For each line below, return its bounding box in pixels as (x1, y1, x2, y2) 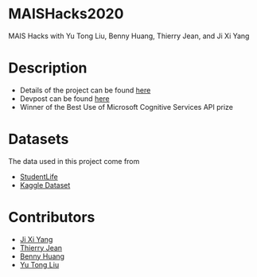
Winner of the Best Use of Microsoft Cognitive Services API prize (19, 102, 233, 111)
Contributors (8, 209, 95, 226)
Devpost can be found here (19, 93, 110, 103)
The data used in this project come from (8, 156, 140, 166)
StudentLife (19, 172, 58, 181)
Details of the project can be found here (19, 85, 151, 95)
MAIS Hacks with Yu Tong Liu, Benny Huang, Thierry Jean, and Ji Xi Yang (8, 31, 250, 41)
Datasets (8, 131, 69, 148)
